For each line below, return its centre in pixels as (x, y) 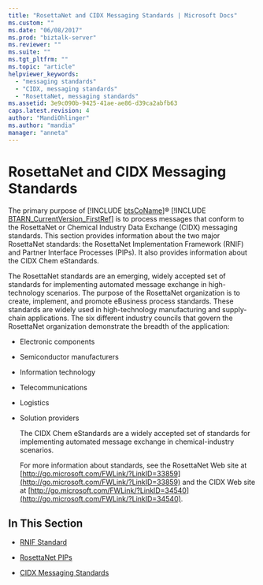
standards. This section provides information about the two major (114, 235)
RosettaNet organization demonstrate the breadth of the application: (119, 326)
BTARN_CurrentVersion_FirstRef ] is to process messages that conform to (126, 218)
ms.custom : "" (31, 23)
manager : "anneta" (38, 132)
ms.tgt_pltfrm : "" (38, 60)
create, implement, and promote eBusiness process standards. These (121, 301)
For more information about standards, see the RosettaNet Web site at (133, 465)
